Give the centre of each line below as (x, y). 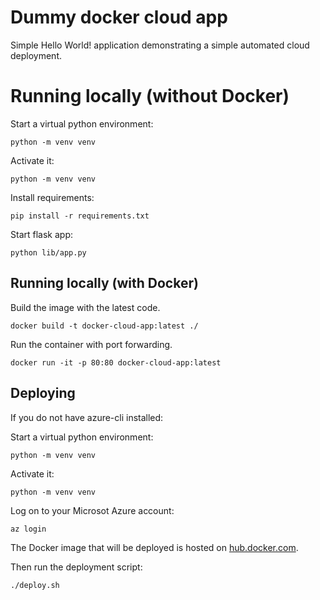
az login (28, 529)
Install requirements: (52, 197)
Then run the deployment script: (76, 567)
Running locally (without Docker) (150, 96)
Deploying (43, 393)
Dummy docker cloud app (119, 17)
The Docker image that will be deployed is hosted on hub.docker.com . (154, 547)
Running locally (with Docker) (104, 283)
